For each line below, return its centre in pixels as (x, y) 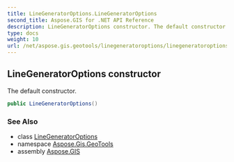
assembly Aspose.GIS (48, 151)
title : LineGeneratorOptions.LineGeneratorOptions (82, 14)
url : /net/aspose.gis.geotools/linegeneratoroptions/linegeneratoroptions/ (119, 46)
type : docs (23, 33)
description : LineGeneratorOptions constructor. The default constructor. (118, 26)
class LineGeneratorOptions (57, 136)
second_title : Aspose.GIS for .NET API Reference (81, 20)
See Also (23, 121)
